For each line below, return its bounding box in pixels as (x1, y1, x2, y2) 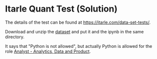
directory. (5, 34, 24, 40)
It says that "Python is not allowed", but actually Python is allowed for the (5, 43, 153, 49)
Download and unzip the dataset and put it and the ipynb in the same (5, 29, 144, 34)
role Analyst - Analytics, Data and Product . (5, 48, 91, 54)
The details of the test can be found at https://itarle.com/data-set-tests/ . (5, 19, 151, 25)
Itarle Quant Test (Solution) (5, 3, 118, 15)
